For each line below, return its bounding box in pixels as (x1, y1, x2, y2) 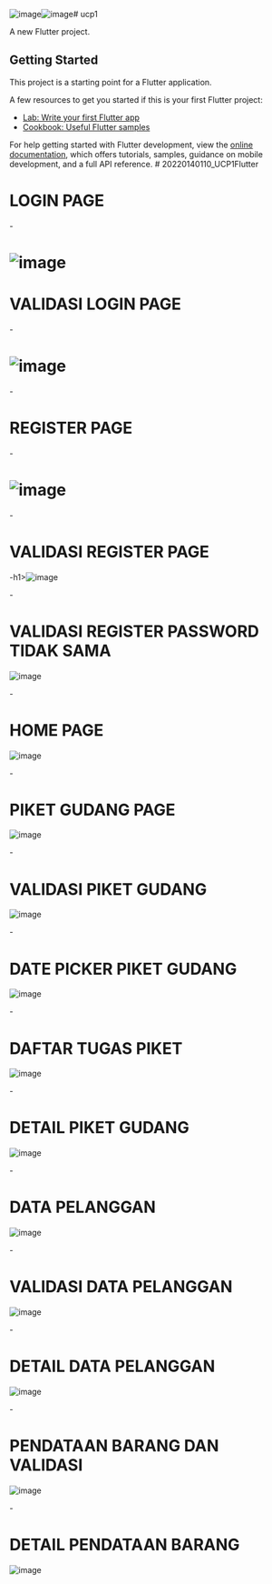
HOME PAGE (9, 719, 104, 740)
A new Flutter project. (9, 26, 91, 36)
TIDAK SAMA (9, 640, 112, 661)
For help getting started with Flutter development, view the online (9, 139, 254, 150)
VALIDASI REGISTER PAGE (9, 541, 210, 562)
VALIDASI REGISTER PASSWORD (9, 621, 260, 641)
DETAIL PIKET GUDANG (9, 1118, 189, 1138)
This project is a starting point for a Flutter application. (9, 76, 212, 87)
